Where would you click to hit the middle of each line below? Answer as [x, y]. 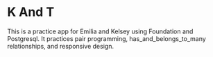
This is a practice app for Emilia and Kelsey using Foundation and [100, 31]
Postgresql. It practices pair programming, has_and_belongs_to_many [106, 38]
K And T [31, 12]
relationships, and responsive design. [61, 46]
